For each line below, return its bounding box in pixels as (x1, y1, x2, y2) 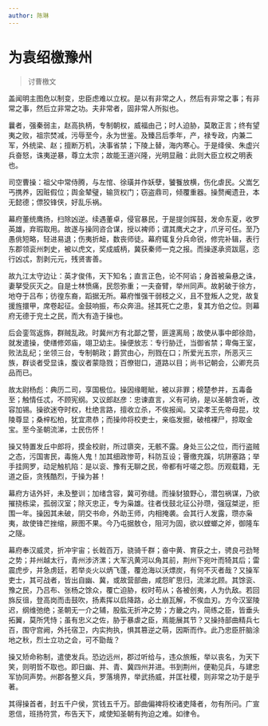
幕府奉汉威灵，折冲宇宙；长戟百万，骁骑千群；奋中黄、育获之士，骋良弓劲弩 (8, 545, 260, 554)
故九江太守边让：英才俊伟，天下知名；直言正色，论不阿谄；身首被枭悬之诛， (8, 270, 260, 280)
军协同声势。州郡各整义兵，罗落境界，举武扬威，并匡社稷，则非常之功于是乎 (8, 672, 260, 681)
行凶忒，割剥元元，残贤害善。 (8, 254, 106, 263)
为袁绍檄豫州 (8, 49, 93, 66)
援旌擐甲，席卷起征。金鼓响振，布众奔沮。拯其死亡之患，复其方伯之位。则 (8, 301, 253, 310)
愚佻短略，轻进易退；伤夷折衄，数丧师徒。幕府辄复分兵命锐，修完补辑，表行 (8, 234, 260, 243)
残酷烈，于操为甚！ (42, 472, 106, 481)
